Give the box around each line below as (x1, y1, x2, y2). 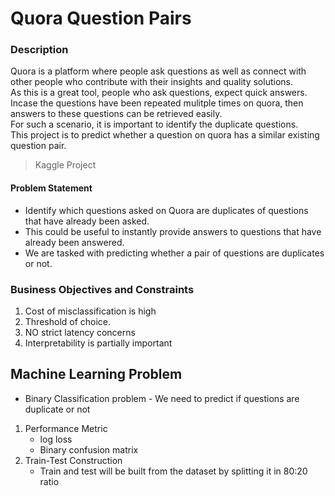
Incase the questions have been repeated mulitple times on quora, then (10, 97, 304, 109)
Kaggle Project (34, 159, 97, 171)
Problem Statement (10, 182, 93, 194)
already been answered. (24, 236, 125, 248)
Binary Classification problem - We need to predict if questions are (24, 392, 300, 404)
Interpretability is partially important (24, 337, 173, 349)
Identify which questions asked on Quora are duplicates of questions (24, 204, 309, 216)
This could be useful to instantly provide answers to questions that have (24, 225, 322, 237)
